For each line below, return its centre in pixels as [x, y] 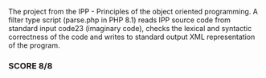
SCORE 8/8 [31, 65]
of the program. [34, 45]
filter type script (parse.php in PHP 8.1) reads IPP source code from [120, 20]
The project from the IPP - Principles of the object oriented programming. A [133, 12]
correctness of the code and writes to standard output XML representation [132, 37]
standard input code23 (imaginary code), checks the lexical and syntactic [130, 28]
